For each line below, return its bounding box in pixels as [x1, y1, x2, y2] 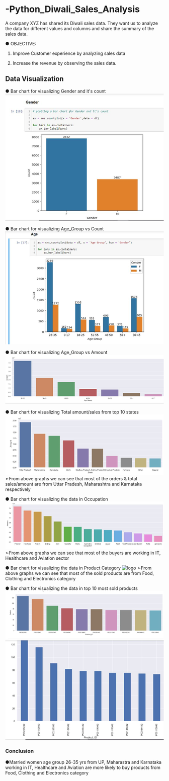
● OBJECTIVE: [5, 40, 37, 46]
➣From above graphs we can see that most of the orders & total [5, 475, 137, 481]
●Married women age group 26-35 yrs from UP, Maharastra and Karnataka [5, 759, 162, 765]
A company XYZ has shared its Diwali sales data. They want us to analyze [5, 20, 158, 26]
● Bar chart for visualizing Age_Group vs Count [5, 225, 104, 232]
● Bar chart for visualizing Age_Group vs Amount [5, 349, 108, 355]
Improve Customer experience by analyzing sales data [12, 50, 126, 56]
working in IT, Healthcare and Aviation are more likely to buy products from [5, 764, 161, 770]
